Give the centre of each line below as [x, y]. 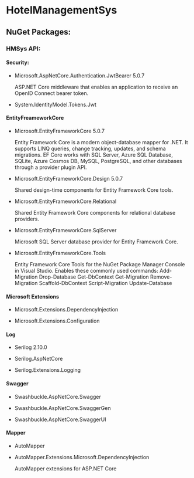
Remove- [161, 277]
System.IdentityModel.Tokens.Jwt [55, 104]
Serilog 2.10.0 [31, 347]
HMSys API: [23, 49]
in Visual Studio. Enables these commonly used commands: [86, 270]
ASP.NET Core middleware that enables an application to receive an [96, 87]
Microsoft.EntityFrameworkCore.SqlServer [65, 230]
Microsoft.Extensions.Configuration [57, 321]
